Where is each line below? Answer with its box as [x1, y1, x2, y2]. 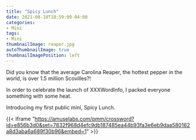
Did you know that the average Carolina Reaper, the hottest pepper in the [6, 68, 183, 75]
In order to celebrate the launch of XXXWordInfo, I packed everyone [6, 86, 171, 93]
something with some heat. [6, 92, 72, 99]
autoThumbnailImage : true [6, 47, 69, 53]
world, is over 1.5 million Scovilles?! [6, 75, 91, 82]
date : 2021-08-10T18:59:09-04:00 [6, 14, 88, 20]
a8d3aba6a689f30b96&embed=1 [6, 128, 87, 135]
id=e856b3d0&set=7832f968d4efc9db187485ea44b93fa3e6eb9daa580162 [6, 121, 191, 128]
